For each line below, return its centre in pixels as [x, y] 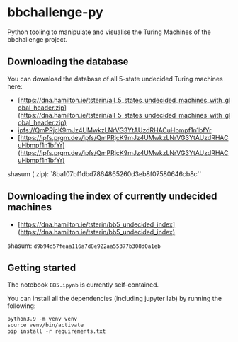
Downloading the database [68, 62]
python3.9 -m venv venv [42, 319]
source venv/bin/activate [45, 325]
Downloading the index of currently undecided [112, 196]
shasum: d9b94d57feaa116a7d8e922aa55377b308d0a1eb [84, 246]
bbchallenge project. [38, 39]
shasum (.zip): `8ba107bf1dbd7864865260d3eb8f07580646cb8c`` [104, 173]
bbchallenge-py [56, 12]
